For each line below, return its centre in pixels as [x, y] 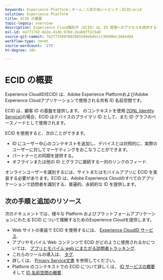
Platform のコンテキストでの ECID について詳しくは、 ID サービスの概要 [83, 267]
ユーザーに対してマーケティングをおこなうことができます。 [71, 150]
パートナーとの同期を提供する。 [44, 156]
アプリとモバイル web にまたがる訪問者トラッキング [82, 248]
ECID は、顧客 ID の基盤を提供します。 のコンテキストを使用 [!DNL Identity [80, 111]
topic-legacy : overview [29, 23]
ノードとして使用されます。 [41, 123]
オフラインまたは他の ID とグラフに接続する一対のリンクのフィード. [80, 162]
